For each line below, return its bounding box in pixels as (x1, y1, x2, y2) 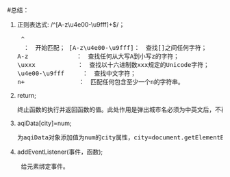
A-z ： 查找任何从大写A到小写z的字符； (16, 53, 179, 60)
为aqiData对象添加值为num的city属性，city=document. (16, 134, 185, 141)
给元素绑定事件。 (21, 163, 70, 170)
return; (16, 92, 36, 99)
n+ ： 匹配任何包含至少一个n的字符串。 (16, 78, 185, 85)
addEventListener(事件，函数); (16, 148, 103, 156)
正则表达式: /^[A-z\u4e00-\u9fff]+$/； (16, 21, 125, 29)
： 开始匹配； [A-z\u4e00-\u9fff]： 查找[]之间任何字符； (23, 44, 207, 51)
